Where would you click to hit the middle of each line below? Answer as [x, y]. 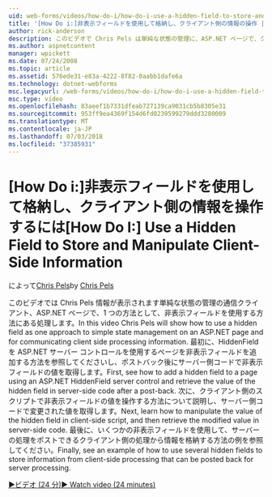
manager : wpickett [39, 54]
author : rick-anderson [47, 31]
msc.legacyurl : [34, 91]
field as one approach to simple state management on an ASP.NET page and [136, 332]
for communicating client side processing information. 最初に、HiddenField [134, 342]
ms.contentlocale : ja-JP [50, 129]
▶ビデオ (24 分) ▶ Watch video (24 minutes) [82, 485]
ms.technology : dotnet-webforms [63, 84]
